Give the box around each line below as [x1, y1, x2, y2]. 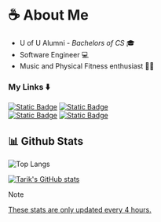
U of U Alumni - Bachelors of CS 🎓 [19, 38, 135, 47]
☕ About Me [8, 6, 89, 24]
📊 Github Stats [8, 135, 84, 148]
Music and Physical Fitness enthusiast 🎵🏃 [19, 61, 155, 71]
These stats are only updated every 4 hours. [8, 205, 152, 215]
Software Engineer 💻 [19, 50, 89, 59]
